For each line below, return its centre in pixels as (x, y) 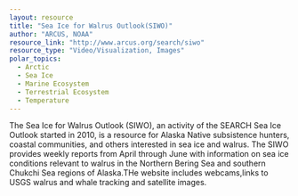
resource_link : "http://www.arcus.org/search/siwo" (107, 42)
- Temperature (43, 100)
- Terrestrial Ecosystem (63, 92)
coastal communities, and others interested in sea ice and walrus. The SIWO (149, 144)
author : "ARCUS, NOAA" (51, 34)
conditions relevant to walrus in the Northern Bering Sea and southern (138, 163)
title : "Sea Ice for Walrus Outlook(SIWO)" (91, 26)
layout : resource (41, 17)
